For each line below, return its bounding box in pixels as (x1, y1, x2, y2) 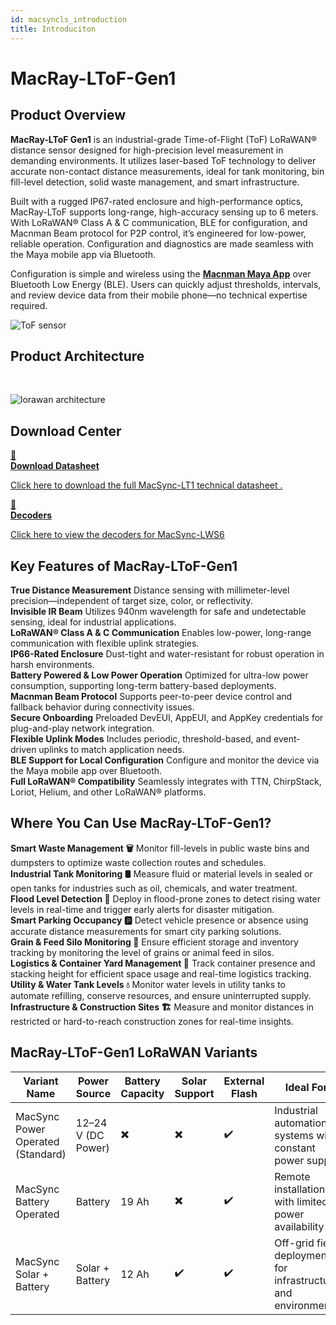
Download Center (10, 422, 122, 440)
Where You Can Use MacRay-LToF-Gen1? (10, 815, 272, 832)
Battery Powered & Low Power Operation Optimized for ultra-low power (10, 669, 309, 681)
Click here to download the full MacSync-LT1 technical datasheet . (10, 479, 283, 491)
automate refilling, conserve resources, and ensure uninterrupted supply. (10, 989, 312, 1001)
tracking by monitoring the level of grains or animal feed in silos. (10, 946, 275, 958)
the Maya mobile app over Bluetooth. (10, 764, 163, 776)
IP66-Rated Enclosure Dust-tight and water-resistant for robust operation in (10, 647, 325, 660)
